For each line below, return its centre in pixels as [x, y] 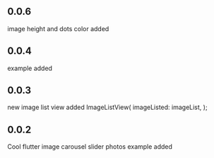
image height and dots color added [58, 28]
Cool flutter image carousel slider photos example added [90, 147]
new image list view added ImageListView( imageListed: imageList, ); [107, 107]
